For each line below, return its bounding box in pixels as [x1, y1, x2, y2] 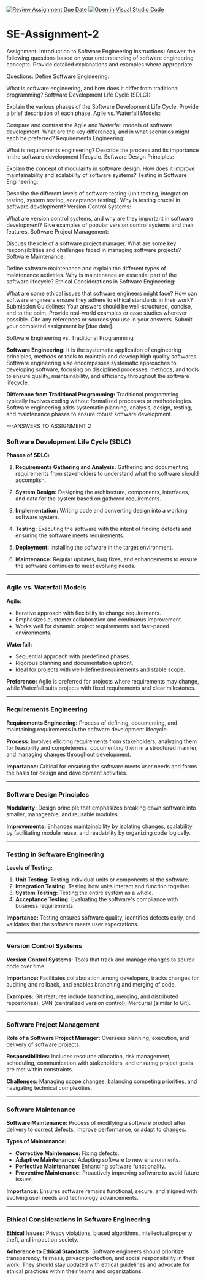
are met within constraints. [6, 1066, 74, 1073]
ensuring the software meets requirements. [15, 532, 124, 539]
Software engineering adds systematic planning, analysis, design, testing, [6, 403, 193, 411]
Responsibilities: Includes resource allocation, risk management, [6, 1053, 171, 1060]
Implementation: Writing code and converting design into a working [15, 507, 188, 514]
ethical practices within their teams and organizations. [6, 1267, 143, 1275]
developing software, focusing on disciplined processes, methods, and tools [6, 366, 199, 373]
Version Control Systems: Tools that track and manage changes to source [6, 956, 195, 963]
